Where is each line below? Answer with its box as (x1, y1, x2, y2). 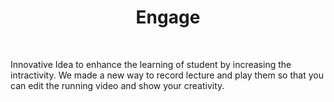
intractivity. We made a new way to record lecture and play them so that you (10, 69, 324, 81)
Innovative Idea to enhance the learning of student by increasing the (10, 58, 292, 70)
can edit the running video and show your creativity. (10, 79, 225, 91)
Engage (135, 6, 201, 29)
